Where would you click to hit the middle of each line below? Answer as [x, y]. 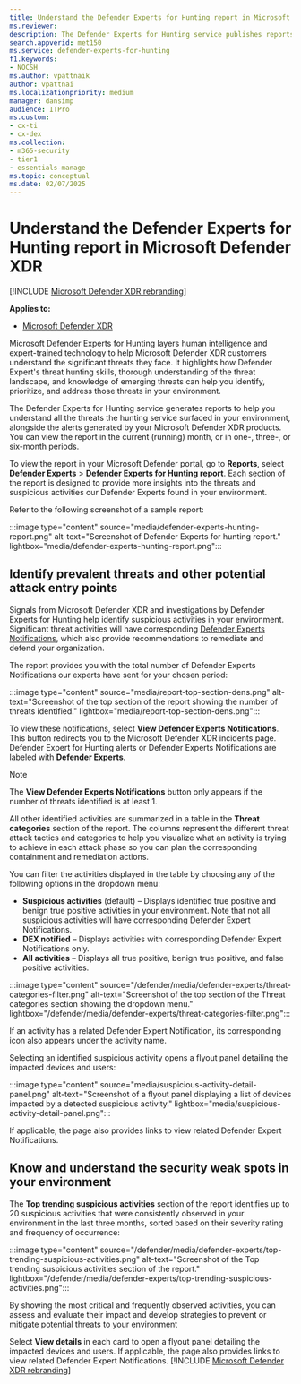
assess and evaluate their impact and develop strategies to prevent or [138, 1314]
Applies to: [30, 309]
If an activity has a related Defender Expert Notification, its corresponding [146, 1030]
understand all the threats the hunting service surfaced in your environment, [150, 418]
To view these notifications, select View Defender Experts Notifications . [144, 728]
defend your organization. [57, 648]
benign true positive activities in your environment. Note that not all [146, 910]
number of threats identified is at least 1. [83, 801]
